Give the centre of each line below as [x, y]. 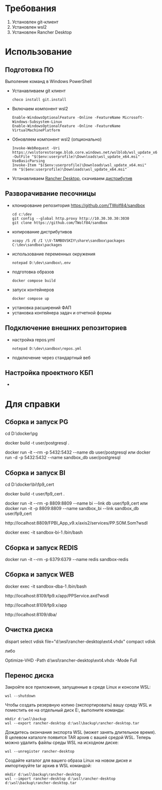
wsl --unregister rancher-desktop [40, 752]
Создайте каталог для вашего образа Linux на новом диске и [68, 760]
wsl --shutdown [20, 696]
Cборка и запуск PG [37, 422]
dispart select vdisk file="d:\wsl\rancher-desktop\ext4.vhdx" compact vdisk [80, 642]
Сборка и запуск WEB [39, 575]
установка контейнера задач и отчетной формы [62, 313]
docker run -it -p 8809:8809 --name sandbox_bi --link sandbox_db [72, 509]
